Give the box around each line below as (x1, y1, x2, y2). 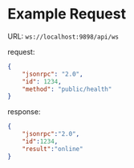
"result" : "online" (22, 145, 83, 153)
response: (7, 107, 41, 117)
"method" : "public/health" (22, 85, 112, 93)
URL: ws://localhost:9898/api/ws (7, 31, 120, 41)
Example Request (7, 5, 126, 23)
